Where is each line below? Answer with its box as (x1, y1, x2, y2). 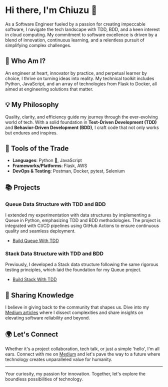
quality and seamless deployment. (5, 228, 76, 234)
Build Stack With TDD (12, 276, 57, 282)
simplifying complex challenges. (5, 42, 71, 48)
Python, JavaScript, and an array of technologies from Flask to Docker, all (5, 80, 157, 86)
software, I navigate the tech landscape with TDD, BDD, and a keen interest (5, 26, 160, 32)
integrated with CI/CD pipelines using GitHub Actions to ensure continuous (5, 222, 159, 229)
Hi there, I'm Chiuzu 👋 (5, 4, 97, 16)
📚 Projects (5, 183, 40, 191)
